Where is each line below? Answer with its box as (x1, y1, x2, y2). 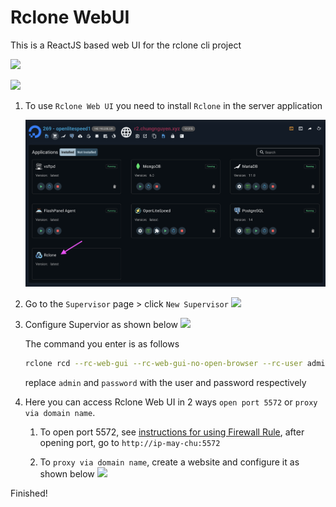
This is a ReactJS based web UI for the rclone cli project (10, 39, 242, 51)
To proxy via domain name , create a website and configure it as (39, 456, 300, 468)
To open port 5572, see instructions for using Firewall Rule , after (39, 426, 305, 438)
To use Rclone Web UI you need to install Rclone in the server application (24, 99, 323, 111)
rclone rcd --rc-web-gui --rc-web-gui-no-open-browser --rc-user (24, 359, 303, 369)
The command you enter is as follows (24, 338, 180, 350)
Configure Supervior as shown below (24, 319, 178, 331)
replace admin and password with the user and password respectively (24, 377, 307, 389)
